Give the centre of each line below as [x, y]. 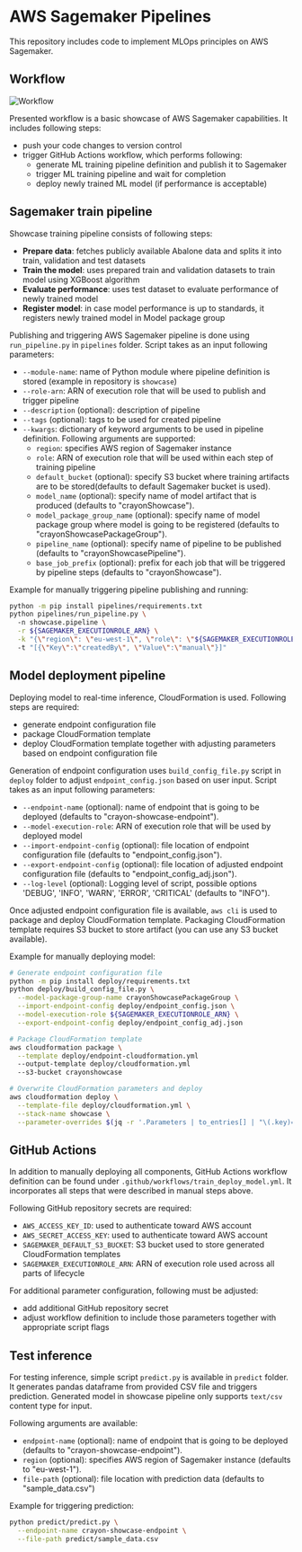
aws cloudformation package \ [66, 1047]
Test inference [51, 1356]
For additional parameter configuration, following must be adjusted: [134, 1290]
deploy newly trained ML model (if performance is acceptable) [151, 183]
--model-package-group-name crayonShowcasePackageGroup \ [129, 998]
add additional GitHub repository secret [95, 1308]
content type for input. [51, 1406]
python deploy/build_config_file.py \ [82, 989]
